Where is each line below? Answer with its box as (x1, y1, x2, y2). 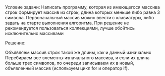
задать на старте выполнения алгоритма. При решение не (5, 20, 129, 26)
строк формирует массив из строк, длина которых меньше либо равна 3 (5, 9, 160, 15)
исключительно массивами (5, 31, 64, 36)
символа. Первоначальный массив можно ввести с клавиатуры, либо (5, 15, 154, 20)
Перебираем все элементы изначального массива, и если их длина (5, 55, 150, 61)
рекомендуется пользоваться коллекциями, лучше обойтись (5, 25, 135, 31)
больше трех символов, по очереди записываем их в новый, (5, 60, 135, 66)
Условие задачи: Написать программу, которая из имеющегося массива (5, 4, 160, 10)
